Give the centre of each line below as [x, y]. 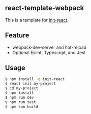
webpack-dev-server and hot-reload [49, 47]
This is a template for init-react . [37, 20]
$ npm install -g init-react [35, 79]
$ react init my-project [30, 84]
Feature [17, 36]
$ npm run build [22, 107]
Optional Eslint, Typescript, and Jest [49, 52]
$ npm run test [21, 102]
